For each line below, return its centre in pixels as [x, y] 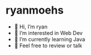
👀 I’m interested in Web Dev [48, 33]
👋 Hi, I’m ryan [31, 27]
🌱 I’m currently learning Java [50, 39]
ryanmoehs [35, 10]
